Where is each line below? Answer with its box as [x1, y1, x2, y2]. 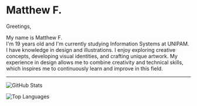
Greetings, [6, 23, 32, 30]
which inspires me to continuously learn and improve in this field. [6, 65, 163, 72]
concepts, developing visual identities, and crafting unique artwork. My [6, 52, 178, 59]
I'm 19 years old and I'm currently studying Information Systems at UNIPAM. [6, 40, 189, 47]
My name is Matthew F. [6, 34, 63, 41]
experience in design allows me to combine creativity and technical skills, [6, 59, 184, 66]
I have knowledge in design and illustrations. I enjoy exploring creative [6, 46, 176, 53]
